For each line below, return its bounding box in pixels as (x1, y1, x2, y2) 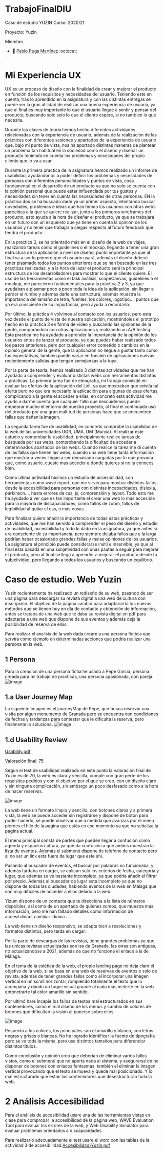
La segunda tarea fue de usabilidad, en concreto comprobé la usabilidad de (5, 423, 157, 429)
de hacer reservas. (5, 789, 43, 794)
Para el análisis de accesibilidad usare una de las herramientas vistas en (5, 1112, 150, 1118)
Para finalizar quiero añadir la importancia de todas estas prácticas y (5, 515, 143, 521)
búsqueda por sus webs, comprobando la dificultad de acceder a (5, 439, 137, 445)
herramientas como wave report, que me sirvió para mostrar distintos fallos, (5, 479, 158, 485)
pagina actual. (5, 828, 34, 834)
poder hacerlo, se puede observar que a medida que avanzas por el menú (5, 818, 155, 824)
